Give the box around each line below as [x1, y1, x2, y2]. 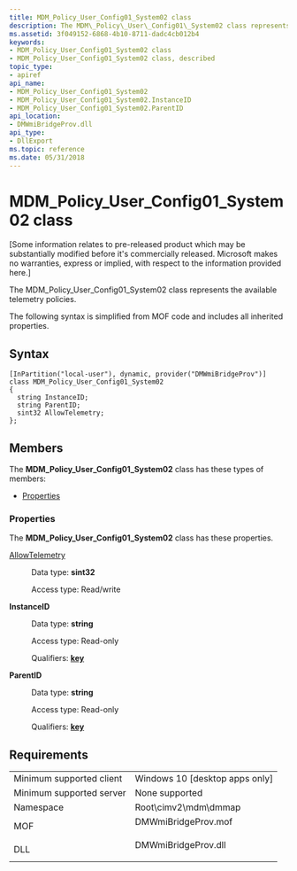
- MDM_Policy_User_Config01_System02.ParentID [9, 104, 184, 113]
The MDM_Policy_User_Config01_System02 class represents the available [9, 284, 278, 295]
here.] [9, 268, 31, 278]
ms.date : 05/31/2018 [9, 152, 86, 162]
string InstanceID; [17, 393, 89, 402]
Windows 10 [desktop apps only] [134, 773, 274, 785]
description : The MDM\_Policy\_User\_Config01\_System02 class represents [9, 21, 291, 30]
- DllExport [9, 136, 53, 145]
